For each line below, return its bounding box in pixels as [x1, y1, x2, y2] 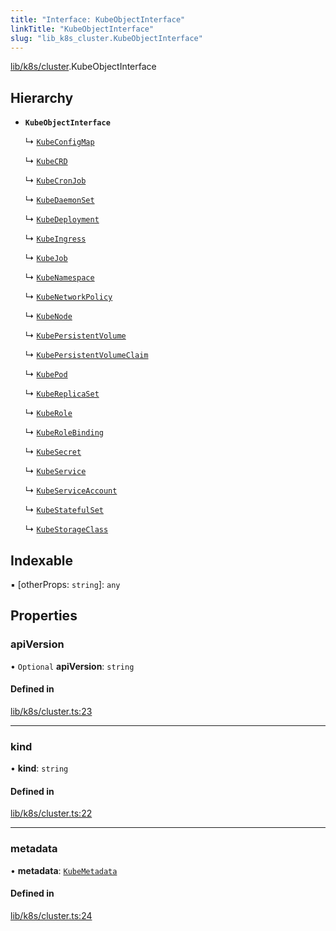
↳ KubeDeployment [24, 213, 100, 225]
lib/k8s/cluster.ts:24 [10, 909, 93, 921]
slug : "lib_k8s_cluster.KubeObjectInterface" [10, 33, 203, 43]
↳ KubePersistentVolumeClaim [24, 349, 149, 361]
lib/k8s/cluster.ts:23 [10, 705, 93, 717]
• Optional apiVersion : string [10, 660, 135, 672]
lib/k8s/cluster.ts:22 [10, 807, 93, 820]
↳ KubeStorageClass [24, 523, 109, 535]
